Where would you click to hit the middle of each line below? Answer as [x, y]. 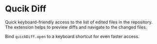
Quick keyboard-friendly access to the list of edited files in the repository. [79, 22]
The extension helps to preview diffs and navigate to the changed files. [76, 27]
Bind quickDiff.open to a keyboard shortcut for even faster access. [72, 36]
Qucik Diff [26, 9]
